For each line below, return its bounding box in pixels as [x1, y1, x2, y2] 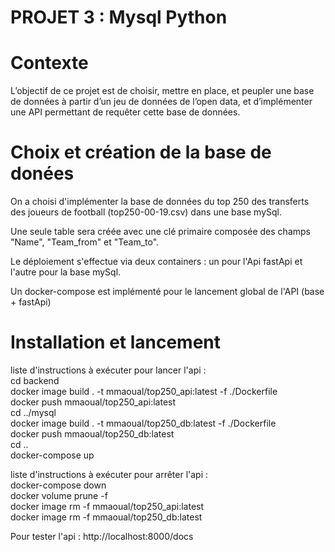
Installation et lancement [10, 331, 222, 354]
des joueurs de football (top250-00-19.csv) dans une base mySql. [10, 206, 282, 218]
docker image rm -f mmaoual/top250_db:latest [10, 511, 203, 523]
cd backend [10, 375, 60, 386]
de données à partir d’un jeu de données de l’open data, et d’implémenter [10, 96, 313, 108]
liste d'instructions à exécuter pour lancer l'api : [10, 364, 207, 376]
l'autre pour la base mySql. [10, 266, 122, 278]
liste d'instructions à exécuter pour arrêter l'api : [10, 469, 209, 480]
